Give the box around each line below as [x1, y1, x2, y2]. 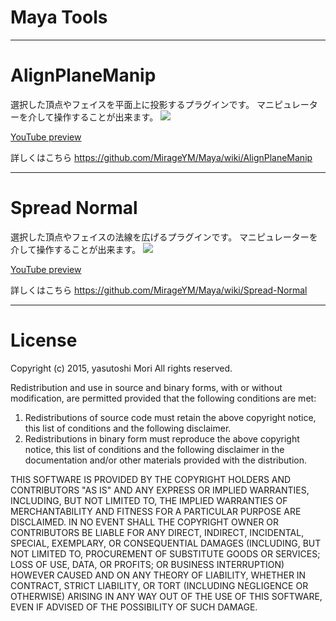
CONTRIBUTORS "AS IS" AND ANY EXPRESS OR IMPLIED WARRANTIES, [10, 484, 310, 496]
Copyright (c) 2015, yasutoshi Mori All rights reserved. [10, 362, 233, 374]
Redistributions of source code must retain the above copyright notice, [24, 411, 317, 423]
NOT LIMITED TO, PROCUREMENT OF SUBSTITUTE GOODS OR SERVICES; [10, 547, 321, 560]
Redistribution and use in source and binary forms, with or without [10, 381, 283, 393]
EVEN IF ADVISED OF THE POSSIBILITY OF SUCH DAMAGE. [10, 601, 258, 613]
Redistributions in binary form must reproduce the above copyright [24, 432, 300, 445]
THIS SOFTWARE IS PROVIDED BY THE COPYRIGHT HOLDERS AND [10, 473, 292, 485]
